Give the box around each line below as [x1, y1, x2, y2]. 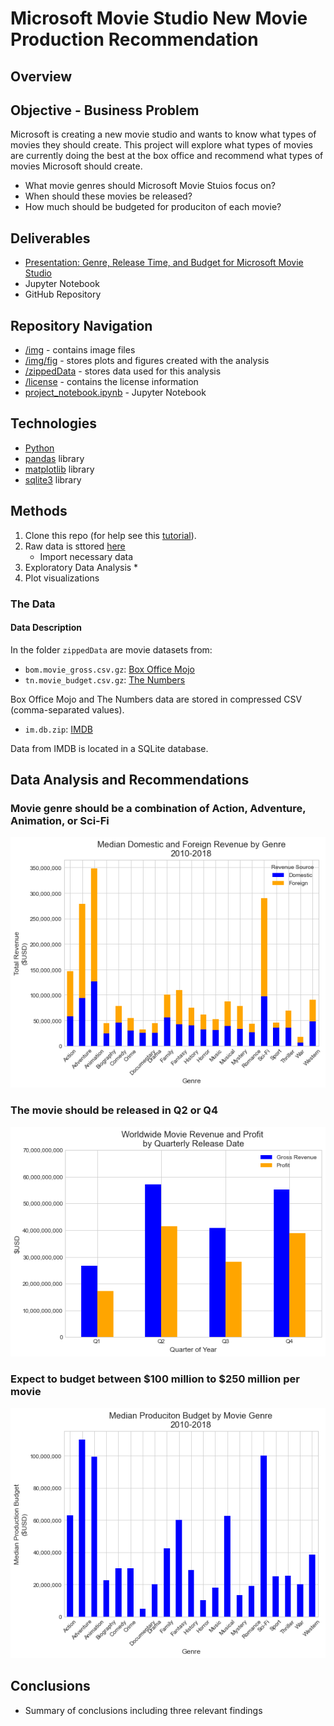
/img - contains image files [24, 344, 136, 356]
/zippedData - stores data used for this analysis [24, 365, 222, 377]
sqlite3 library [24, 473, 82, 486]
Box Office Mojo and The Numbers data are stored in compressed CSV [10, 693, 303, 705]
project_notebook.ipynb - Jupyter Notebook [24, 387, 207, 399]
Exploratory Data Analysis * [24, 561, 139, 573]
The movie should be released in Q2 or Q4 [10, 1103, 219, 1117]
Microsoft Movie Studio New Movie [10, 7, 308, 30]
